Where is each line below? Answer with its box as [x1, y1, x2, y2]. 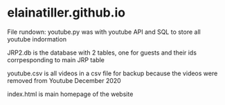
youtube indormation [7, 35, 67, 43]
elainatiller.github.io [7, 5, 126, 21]
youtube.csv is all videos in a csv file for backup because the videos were [7, 69, 218, 77]
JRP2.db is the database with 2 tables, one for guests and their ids [7, 48, 197, 57]
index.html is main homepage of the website [7, 90, 134, 98]
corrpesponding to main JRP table [7, 55, 105, 64]
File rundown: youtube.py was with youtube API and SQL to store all [7, 28, 201, 36]
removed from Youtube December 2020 [7, 76, 121, 84]
